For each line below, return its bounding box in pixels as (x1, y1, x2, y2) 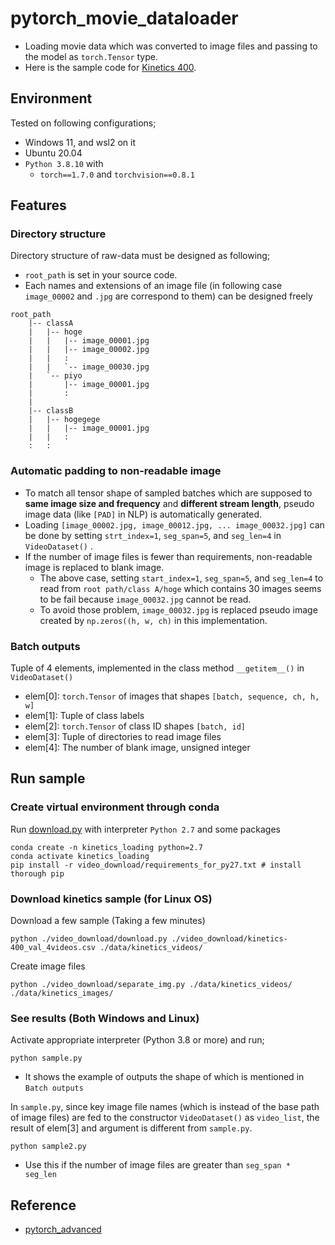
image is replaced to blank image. (24, 561, 165, 573)
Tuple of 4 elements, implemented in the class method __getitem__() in (10, 662, 305, 674)
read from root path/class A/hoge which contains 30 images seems (39, 582, 322, 594)
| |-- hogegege (28, 415, 101, 425)
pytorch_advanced (24, 1223, 102, 1236)
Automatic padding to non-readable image (10, 464, 222, 478)
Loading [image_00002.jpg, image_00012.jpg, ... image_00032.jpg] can (24, 518, 325, 531)
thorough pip (10, 868, 65, 879)
